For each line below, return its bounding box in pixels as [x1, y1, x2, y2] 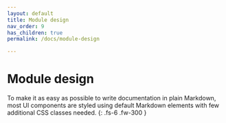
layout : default [7, 10, 54, 17]
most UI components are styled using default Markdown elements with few [7, 101, 220, 110]
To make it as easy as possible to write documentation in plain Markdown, [7, 94, 216, 102]
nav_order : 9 [7, 23, 45, 30]
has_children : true [7, 29, 63, 36]
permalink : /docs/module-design [7, 36, 100, 43]
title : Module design [7, 16, 69, 23]
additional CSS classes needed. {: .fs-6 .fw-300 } [7, 109, 147, 117]
